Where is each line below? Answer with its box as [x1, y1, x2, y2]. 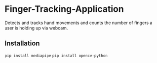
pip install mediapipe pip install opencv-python [4, 53, 108, 58]
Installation [4, 39, 40, 48]
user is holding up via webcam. [4, 25, 68, 31]
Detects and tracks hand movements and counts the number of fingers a [4, 20, 153, 26]
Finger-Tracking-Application [4, 3, 124, 15]
